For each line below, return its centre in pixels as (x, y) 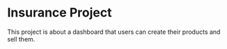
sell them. (21, 39)
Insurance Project (60, 13)
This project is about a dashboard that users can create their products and (114, 32)
